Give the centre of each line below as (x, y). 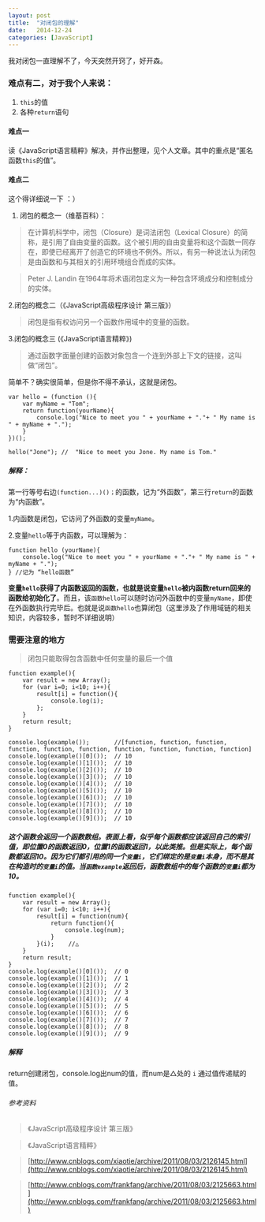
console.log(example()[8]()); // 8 (68, 1027)
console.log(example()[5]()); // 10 (70, 791)
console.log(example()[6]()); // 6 (68, 1013)
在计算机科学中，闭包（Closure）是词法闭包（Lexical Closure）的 (134, 232)
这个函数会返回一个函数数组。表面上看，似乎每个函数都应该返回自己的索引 (129, 836)
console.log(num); (95, 930)
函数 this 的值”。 (34, 160)
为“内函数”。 (29, 501)
